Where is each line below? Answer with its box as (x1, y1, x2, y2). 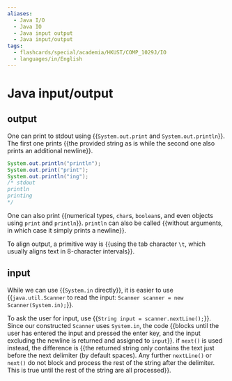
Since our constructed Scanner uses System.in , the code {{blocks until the (7, 321, 219, 329)
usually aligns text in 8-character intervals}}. (7, 247, 134, 255)
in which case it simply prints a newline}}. (7, 226, 127, 234)
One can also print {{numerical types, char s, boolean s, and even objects (7, 211, 214, 219)
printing (7, 192, 33, 199)
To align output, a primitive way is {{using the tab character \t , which (7, 240, 206, 248)
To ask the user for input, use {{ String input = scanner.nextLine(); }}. (7, 314, 211, 322)
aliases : (7, 10, 33, 17)
